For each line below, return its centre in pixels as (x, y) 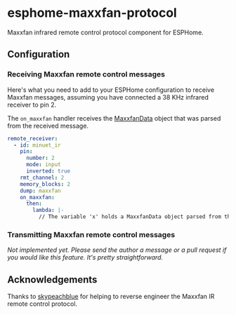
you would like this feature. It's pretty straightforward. (85, 257)
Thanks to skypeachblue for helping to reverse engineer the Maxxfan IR (111, 297)
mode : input (43, 165)
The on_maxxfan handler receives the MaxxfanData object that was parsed (114, 118)
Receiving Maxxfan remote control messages (86, 74)
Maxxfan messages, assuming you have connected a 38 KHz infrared (108, 97)
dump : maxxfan (40, 191)
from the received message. (48, 126)
